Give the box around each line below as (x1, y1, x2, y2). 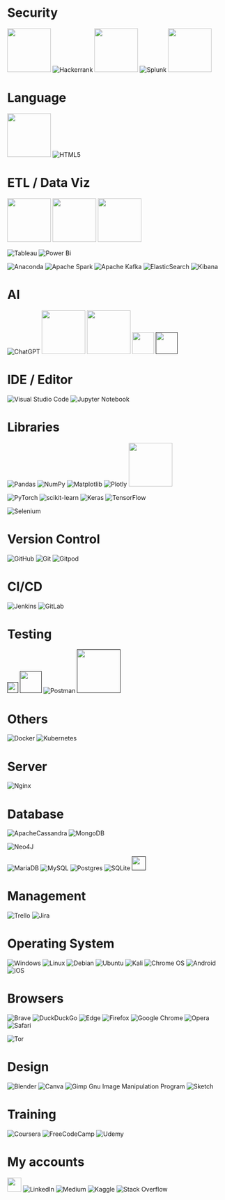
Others (7, 711, 49, 727)
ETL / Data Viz (7, 175, 91, 191)
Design (7, 1059, 49, 1075)
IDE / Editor (7, 372, 73, 388)
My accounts (7, 1154, 85, 1170)
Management (7, 888, 86, 904)
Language (7, 90, 67, 106)
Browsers (7, 991, 64, 1007)
